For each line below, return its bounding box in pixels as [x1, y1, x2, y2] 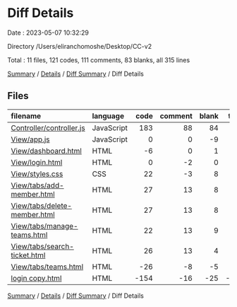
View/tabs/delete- [11, 200, 73, 210]
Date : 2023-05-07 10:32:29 [7, 28, 90, 37]
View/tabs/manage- [11, 221, 79, 231]
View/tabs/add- [11, 180, 65, 190]
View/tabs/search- [11, 241, 74, 251]
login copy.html [11, 273, 62, 283]
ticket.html [11, 250, 46, 260]
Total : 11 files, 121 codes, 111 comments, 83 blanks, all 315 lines [7, 55, 190, 64]
